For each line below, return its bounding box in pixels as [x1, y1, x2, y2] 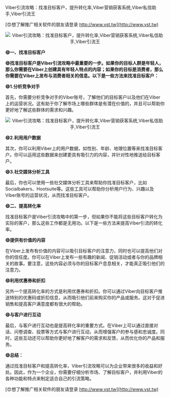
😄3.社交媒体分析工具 [5, 169, 50, 174]
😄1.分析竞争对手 [5, 83, 40, 90]
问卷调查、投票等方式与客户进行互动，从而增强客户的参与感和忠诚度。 [14, 329, 160, 335]
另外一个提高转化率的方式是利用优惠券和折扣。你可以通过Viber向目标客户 [5, 288, 158, 294]
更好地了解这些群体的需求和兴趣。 [5, 107, 76, 113]
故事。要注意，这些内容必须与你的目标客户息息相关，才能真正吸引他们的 [14, 260, 165, 267]
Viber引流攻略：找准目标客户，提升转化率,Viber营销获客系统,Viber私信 [5, 5, 152, 10]
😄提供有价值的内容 [5, 237, 46, 243]
